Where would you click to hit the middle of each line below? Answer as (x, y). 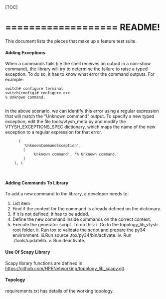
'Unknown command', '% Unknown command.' (76, 154)
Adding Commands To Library (37, 183)
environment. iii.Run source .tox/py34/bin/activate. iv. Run (72, 235)
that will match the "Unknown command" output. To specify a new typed (80, 116)
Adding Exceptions (25, 52)
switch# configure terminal (34, 89)
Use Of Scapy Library (28, 252)
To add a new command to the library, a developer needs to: (67, 194)
